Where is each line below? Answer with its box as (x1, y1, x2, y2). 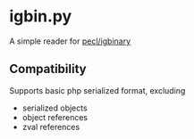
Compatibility (9, 61, 87, 77)
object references (21, 111, 88, 122)
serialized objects (21, 102, 88, 113)
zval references (21, 121, 80, 132)
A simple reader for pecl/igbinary (9, 36, 131, 46)
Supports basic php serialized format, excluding (9, 85, 186, 95)
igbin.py (9, 6, 72, 27)
